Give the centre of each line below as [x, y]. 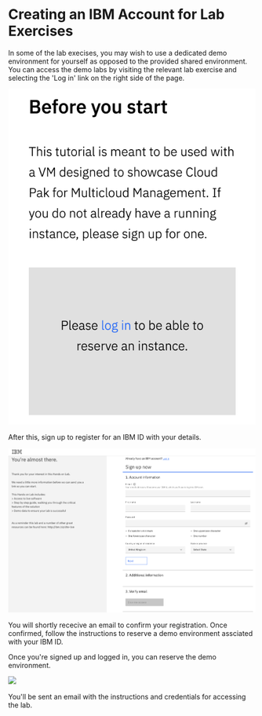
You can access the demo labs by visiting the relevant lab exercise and [122, 69]
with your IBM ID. [36, 642]
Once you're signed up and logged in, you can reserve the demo [113, 657]
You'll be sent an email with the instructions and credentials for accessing [127, 697]
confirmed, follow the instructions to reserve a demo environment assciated [131, 634]
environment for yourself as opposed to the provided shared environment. [128, 61]
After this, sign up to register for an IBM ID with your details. [105, 437]
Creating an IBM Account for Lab [116, 15]
